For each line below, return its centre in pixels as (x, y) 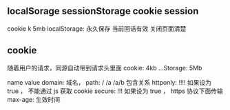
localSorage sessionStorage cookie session (103, 11)
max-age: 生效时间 (34, 99)
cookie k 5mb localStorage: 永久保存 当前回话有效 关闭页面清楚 (97, 28)
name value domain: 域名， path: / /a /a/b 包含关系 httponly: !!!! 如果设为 (109, 82)
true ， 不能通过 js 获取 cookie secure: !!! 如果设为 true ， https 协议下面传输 (115, 91)
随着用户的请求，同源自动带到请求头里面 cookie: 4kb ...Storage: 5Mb (105, 68)
